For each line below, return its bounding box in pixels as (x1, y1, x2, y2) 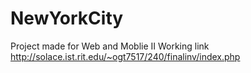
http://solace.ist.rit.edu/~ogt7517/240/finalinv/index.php (10, 50, 241, 62)
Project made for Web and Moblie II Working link (10, 40, 210, 52)
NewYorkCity (10, 7, 124, 30)
